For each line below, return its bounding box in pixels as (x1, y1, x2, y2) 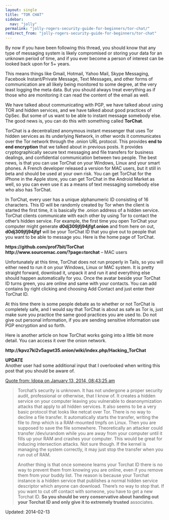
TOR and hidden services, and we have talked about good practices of (5, 107, 152, 113)
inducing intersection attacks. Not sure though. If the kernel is (17, 441, 146, 447)
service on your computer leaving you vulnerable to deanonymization (17, 398, 162, 404)
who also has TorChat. (5, 187, 52, 192)
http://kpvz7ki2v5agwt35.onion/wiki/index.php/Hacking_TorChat (5, 347, 146, 353)
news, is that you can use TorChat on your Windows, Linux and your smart (5, 160, 160, 166)
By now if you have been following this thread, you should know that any (5, 45, 156, 50)
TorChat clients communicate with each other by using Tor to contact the (5, 213, 157, 219)
